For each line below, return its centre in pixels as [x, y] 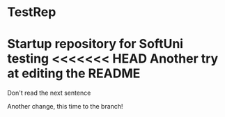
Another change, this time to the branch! [65, 107]
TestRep [32, 12]
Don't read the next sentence [49, 93]
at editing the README [74, 73]
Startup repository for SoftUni [95, 44]
